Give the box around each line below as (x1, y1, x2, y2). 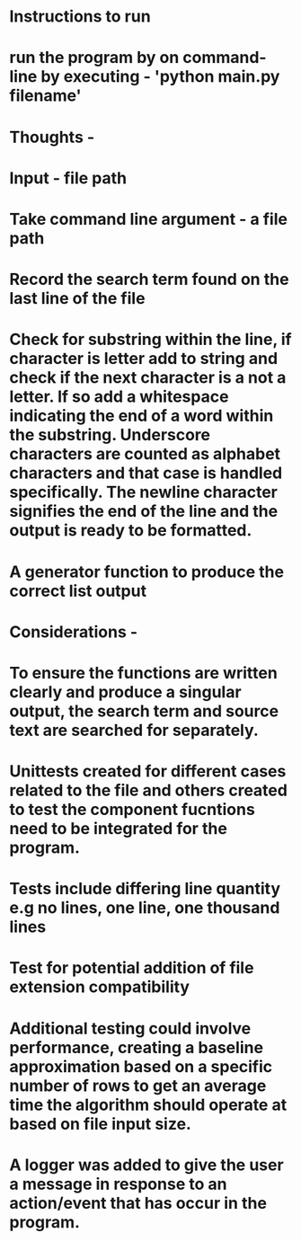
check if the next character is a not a (9, 368, 287, 388)
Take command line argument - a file (9, 208, 288, 229)
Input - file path (9, 168, 128, 188)
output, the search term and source (9, 701, 279, 721)
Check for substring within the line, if (9, 330, 292, 350)
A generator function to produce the (9, 562, 285, 581)
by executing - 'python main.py (40, 66, 280, 87)
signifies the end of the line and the (9, 501, 279, 522)
